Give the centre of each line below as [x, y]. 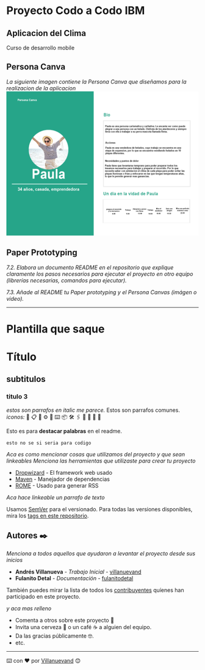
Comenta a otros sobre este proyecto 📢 [65, 620]
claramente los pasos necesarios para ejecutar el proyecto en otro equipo [100, 274]
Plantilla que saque [56, 329]
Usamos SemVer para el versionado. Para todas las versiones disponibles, [99, 509]
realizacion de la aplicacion [41, 88]
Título [21, 357]
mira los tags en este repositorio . [48, 516]
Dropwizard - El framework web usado [64, 472]
